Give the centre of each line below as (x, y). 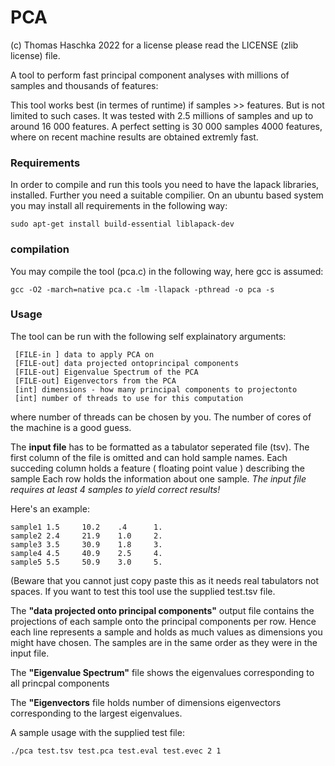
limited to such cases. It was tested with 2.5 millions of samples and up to (162, 115)
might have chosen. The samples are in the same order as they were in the (164, 642)
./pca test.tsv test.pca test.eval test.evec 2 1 (116, 751)
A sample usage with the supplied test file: (97, 732)
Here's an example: (50, 508)
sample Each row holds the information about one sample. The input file (158, 478)
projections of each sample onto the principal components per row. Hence (163, 621)
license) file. (35, 55)
